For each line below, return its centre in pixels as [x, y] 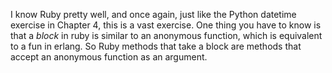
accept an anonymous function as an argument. [109, 57]
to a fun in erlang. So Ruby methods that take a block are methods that [156, 46]
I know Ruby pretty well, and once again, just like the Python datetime [153, 14]
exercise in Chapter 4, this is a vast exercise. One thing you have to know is [166, 25]
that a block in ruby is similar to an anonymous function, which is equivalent [166, 35]
